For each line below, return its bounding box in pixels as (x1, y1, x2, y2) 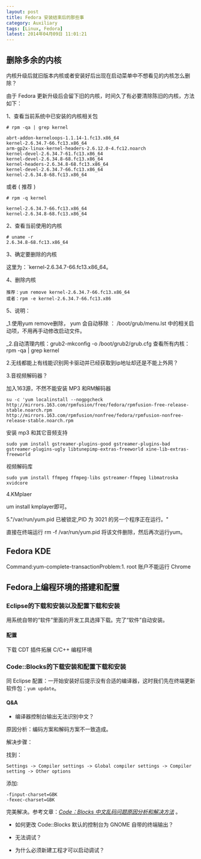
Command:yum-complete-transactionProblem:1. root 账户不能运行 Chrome (6, 563, 191, 570)
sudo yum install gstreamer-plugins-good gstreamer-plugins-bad (6, 441, 170, 447)
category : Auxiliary (6, 20, 58, 26)
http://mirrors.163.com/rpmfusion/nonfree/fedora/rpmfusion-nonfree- (6, 412, 184, 418)
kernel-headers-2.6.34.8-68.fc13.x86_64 (6, 161, 109, 167)
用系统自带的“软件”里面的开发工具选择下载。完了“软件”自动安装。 (6, 616, 168, 624)
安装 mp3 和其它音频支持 (6, 429, 68, 436)
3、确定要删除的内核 (6, 250, 57, 258)
